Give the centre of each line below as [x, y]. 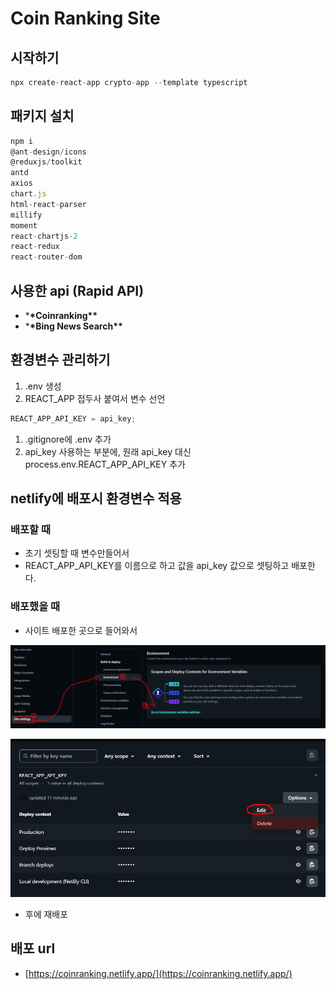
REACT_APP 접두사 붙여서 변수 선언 [95, 398]
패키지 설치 [42, 116]
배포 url [33, 948]
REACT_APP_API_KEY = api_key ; [73, 418]
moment [24, 225]
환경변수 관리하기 [60, 360]
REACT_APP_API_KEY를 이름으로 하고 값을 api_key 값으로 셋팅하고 [157, 566]
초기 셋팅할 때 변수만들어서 [77, 553]
